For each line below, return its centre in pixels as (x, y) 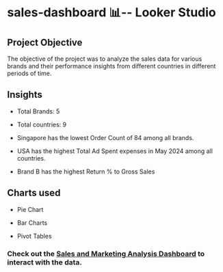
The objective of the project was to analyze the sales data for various (105, 59)
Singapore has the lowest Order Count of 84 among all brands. (105, 137)
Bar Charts (32, 223)
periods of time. (29, 73)
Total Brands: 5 (38, 111)
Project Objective (45, 42)
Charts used (34, 193)
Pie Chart (30, 209)
